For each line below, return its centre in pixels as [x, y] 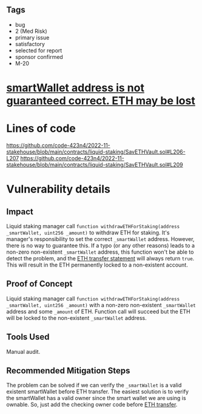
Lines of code [41, 128]
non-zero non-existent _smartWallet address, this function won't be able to [100, 252]
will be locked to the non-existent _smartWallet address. [76, 317]
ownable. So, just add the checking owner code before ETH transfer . [92, 405]
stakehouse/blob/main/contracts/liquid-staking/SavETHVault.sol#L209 [95, 165]
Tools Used [28, 337]
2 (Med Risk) [31, 31]
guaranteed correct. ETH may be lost [101, 101]
